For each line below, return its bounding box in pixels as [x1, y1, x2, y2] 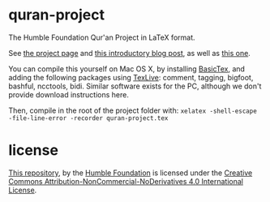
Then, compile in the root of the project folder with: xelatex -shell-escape [8, 105, 257, 115]
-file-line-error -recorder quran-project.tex [8, 114, 169, 122]
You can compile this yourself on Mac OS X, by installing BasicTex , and [8, 63, 246, 74]
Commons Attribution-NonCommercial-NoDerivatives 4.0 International [8, 176, 243, 186]
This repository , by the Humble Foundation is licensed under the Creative [8, 168, 253, 178]
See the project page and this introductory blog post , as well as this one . [8, 48, 251, 58]
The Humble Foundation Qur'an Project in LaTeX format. [8, 32, 196, 42]
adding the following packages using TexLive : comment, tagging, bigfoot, [8, 72, 254, 82]
